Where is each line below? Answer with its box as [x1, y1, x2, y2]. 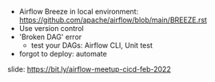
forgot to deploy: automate [18, 49, 107, 58]
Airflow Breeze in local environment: [18, 7, 139, 16]
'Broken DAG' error [18, 32, 82, 41]
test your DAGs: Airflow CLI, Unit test [30, 41, 153, 50]
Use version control [18, 24, 85, 33]
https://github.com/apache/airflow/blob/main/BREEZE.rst [18, 15, 207, 25]
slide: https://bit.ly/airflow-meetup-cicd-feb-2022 [7, 64, 171, 74]
